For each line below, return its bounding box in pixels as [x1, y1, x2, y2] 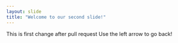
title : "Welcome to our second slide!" [6, 14, 106, 20]
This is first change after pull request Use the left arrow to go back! [6, 30, 173, 37]
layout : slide [6, 8, 42, 15]
